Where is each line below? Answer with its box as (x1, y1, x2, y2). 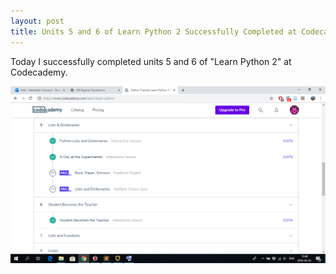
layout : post (10, 16, 65, 26)
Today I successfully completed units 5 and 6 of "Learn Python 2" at (10, 55, 292, 67)
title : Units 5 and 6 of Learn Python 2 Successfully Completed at (10, 26, 298, 37)
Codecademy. (10, 66, 68, 78)
